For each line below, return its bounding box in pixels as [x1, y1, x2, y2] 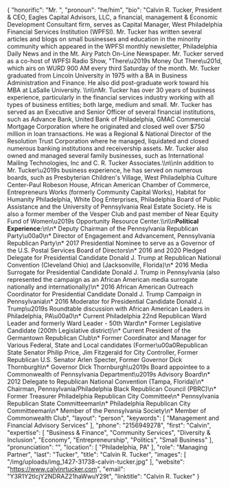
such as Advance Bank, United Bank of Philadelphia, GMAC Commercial [7, 115, 211, 123]
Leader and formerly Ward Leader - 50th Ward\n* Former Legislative [7, 319, 201, 327]
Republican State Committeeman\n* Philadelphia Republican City [7, 399, 191, 407]
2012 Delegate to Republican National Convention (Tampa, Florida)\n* [7, 377, 205, 385]
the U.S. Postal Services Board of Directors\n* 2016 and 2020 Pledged [7, 246, 207, 254]
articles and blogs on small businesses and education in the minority [7, 35, 201, 43]
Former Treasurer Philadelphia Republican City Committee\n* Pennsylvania [7, 392, 220, 400]
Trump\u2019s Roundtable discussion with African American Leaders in [7, 305, 210, 313]
